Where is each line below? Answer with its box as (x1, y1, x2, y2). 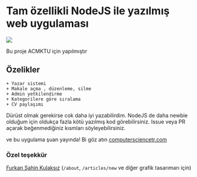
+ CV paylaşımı (6, 101, 44, 108)
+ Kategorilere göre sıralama (6, 96, 81, 102)
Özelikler (6, 65, 40, 75)
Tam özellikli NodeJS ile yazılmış (6, 4, 170, 18)
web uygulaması (6, 17, 89, 30)
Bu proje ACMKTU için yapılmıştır (6, 48, 88, 55)
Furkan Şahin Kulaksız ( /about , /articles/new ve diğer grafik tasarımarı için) (6, 165, 192, 172)
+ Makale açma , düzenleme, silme (6, 86, 92, 91)
